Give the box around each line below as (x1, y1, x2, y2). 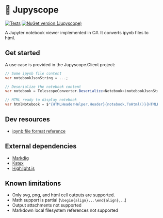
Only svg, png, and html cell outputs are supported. (12, 192, 115, 198)
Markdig (12, 155, 29, 161)
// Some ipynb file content (5, 71, 62, 76)
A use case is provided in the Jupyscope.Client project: (5, 61, 115, 67)
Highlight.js (12, 165, 35, 171)
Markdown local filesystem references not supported (12, 207, 118, 213)
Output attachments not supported (12, 203, 81, 208)
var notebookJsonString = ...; (5, 75, 68, 80)
